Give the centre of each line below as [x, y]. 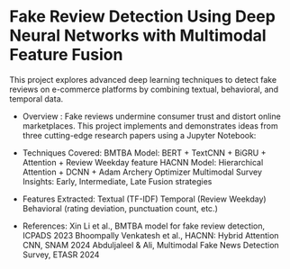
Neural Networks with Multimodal [138, 36]
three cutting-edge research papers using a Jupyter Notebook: [139, 135]
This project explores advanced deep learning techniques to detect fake [143, 79]
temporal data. [36, 99]
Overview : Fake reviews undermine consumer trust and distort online [151, 116]
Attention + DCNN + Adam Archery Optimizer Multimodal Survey [142, 172]
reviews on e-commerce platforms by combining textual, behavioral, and [144, 89]
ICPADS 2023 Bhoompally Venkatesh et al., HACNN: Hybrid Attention [150, 235]
